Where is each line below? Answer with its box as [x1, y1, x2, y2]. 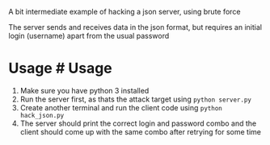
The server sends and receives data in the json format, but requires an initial [8, 23, 263, 31]
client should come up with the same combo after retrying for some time [19, 126, 261, 136]
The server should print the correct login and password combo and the [19, 118, 257, 128]
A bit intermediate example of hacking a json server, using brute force [8, 7, 241, 16]
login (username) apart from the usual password [8, 31, 170, 40]
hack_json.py [19, 111, 65, 119]
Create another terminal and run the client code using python [19, 102, 222, 112]
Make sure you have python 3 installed [19, 85, 150, 95]
